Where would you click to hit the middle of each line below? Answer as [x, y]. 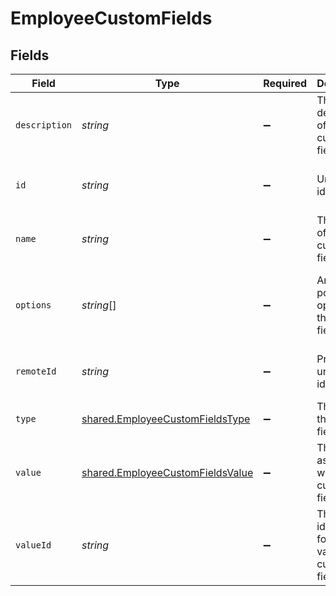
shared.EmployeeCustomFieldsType [166, 419]
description [44, 125]
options [33, 305]
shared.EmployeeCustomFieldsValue [167, 472]
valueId [33, 545]
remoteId [36, 371]
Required [285, 83]
